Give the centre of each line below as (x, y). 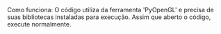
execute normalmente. (39, 24)
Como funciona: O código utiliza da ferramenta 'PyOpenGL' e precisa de (110, 10)
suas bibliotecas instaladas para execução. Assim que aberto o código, (109, 17)
